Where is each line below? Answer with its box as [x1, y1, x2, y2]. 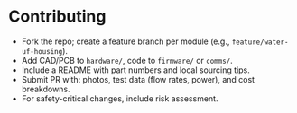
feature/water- [231, 38, 289, 47]
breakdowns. [21, 83, 70, 94]
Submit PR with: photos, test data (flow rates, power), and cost [21, 74, 255, 84]
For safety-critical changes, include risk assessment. [21, 92, 218, 104]
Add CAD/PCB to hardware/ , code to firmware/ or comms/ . [21, 55, 234, 65]
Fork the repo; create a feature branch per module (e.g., [21, 36, 230, 47]
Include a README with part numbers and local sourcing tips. [21, 65, 250, 75]
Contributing [8, 6, 107, 27]
